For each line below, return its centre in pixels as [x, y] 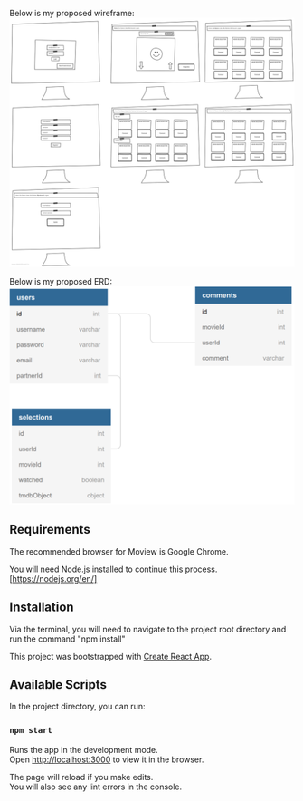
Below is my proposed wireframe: [72, 13]
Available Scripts [58, 685]
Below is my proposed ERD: [61, 282]
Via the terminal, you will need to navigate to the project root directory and [148, 629]
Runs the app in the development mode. [84, 749]
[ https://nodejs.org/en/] [53, 578]
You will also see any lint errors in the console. [96, 787]
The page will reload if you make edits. [81, 777]
